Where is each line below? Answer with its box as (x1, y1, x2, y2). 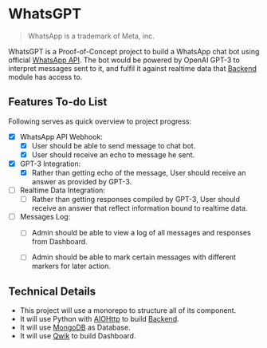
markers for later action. (31, 261, 112, 271)
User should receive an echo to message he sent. (31, 149, 195, 160)
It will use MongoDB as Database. (19, 322, 131, 332)
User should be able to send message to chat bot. (31, 140, 196, 150)
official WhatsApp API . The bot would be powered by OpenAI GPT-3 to (8, 55, 241, 65)
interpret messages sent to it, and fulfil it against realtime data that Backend (8, 63, 257, 73)
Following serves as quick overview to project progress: (8, 117, 192, 126)
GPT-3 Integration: (19, 159, 81, 168)
